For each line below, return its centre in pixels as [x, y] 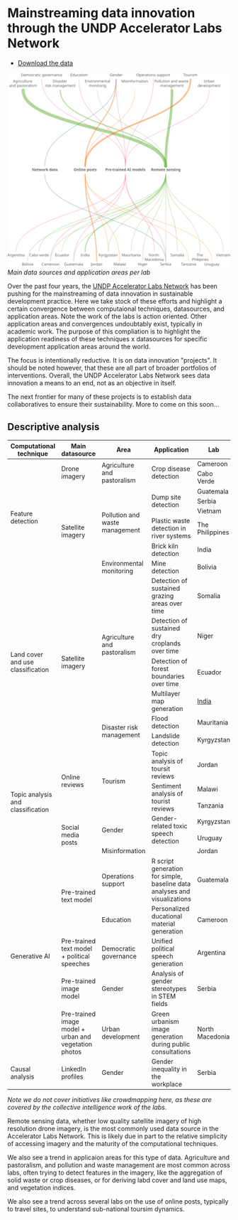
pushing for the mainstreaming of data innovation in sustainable [100, 294]
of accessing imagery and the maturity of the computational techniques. [113, 1144]
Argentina [211, 952]
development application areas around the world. [79, 347]
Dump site [166, 497]
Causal [21, 1069]
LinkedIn [74, 1069]
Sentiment [166, 786]
